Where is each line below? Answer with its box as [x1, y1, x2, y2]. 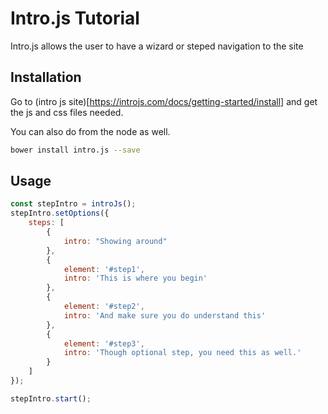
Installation [10, 69, 82, 86]
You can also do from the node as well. [10, 125, 171, 137]
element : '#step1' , [63, 264, 145, 274]
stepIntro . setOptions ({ [10, 208, 110, 219]
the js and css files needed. [10, 106, 124, 118]
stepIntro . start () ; [10, 393, 92, 404]
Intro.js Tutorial [10, 7, 140, 30]
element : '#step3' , [63, 338, 145, 349]
